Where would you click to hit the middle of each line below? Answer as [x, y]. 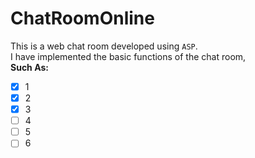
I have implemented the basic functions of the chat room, [128, 56]
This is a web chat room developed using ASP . [104, 46]
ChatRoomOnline [82, 18]
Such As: [29, 67]
